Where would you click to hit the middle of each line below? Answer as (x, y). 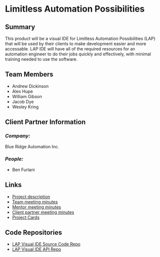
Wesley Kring (25, 107)
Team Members (29, 75)
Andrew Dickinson (30, 86)
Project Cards (26, 217)
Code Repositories (33, 232)
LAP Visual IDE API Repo (37, 249)
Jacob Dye (23, 102)
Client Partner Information (45, 122)
